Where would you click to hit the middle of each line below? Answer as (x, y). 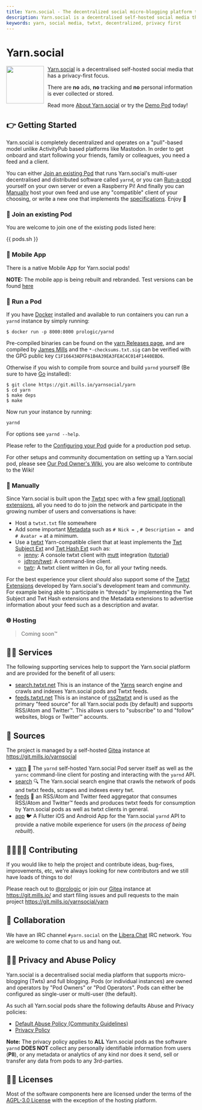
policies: (17, 1012)
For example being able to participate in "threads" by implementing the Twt (99, 592)
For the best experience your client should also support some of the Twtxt (98, 579)
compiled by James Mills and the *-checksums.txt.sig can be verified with (99, 350)
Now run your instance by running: (49, 412)
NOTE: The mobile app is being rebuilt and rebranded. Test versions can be (100, 279)
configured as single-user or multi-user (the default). (72, 994)
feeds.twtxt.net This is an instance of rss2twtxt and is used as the (96, 698)
